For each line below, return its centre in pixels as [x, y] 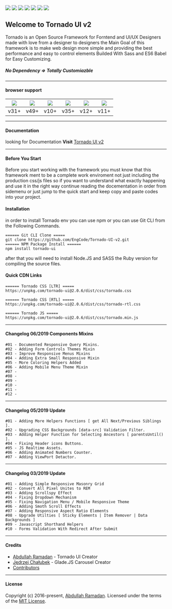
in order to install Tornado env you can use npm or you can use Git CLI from [85, 220]
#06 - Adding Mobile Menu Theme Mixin [47, 367]
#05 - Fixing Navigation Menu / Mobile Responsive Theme [67, 502]
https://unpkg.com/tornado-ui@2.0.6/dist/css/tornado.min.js [72, 318]
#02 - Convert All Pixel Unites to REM [48, 489]
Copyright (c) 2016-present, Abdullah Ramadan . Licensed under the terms [83, 595]
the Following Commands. [33, 225]
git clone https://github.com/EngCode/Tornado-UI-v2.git [67, 240]
